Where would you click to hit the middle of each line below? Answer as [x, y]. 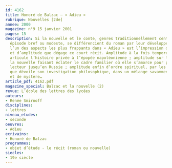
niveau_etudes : [21, 115]
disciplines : [19, 106]
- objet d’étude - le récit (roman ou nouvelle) [58, 148]
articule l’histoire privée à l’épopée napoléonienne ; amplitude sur [87, 58]
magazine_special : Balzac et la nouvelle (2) [55, 86]
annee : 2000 [18, 24]
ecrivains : [17, 134]
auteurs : [15, 96]
